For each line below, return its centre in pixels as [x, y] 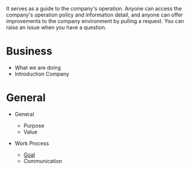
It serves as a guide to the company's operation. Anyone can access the [94, 9]
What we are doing [37, 67]
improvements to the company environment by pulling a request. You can [95, 21]
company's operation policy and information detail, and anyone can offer [94, 15]
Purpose [34, 125]
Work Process [32, 143]
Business [29, 51]
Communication [43, 161]
